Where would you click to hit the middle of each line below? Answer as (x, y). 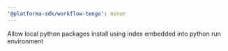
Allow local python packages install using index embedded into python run (114, 34)
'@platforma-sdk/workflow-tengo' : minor (67, 14)
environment (25, 41)
